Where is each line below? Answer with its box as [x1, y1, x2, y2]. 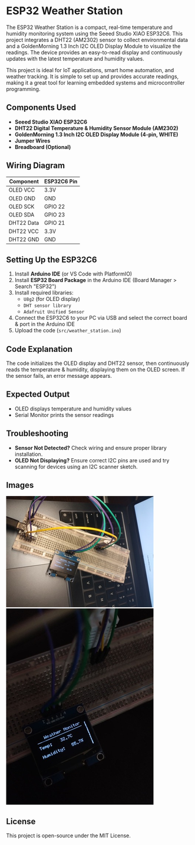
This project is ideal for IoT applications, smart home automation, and [6, 66, 174, 73]
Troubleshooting [6, 429, 69, 439]
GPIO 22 [44, 203, 65, 210]
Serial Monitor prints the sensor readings [14, 411, 114, 418]
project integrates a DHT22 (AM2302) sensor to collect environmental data [6, 36, 189, 43]
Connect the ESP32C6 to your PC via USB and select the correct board [14, 315, 187, 322]
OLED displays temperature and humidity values [14, 405, 132, 412]
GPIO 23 [44, 211, 65, 218]
